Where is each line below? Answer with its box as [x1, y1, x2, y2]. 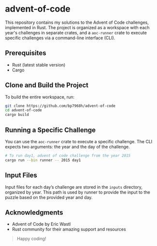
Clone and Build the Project [5, 81, 88, 89]
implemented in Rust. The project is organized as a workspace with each [5, 24, 150, 30]
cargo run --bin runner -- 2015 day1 [5, 158, 81, 163]
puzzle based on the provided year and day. [5, 194, 93, 200]
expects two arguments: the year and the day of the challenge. [5, 144, 130, 149]
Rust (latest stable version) [12, 62, 66, 67]
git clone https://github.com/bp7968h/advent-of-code [5, 103, 116, 108]
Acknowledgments [5, 208, 64, 216]
